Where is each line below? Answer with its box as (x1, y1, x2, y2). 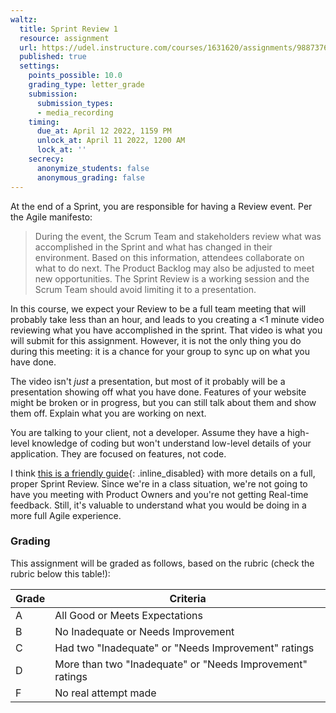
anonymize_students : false (36, 163, 150, 173)
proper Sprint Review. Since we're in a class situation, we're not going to (10, 477, 308, 490)
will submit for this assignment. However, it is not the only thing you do (10, 334, 302, 346)
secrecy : (28, 154, 65, 164)
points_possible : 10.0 (28, 71, 123, 81)
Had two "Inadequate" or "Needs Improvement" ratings (54, 641, 315, 655)
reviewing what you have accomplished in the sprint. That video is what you (10, 324, 323, 336)
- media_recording (36, 107, 114, 118)
